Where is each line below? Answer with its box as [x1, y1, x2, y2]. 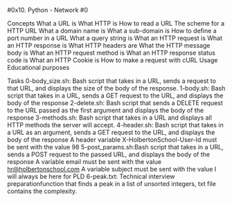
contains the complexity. [7, 187, 78, 195]
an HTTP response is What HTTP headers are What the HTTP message [7, 42, 211, 49]
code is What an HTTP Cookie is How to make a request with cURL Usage [7, 56, 218, 64]
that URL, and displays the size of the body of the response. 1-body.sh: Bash [7, 84, 226, 92]
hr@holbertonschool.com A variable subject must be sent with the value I [7, 165, 217, 173]
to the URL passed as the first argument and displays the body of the [7, 107, 204, 114]
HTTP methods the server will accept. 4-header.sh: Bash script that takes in [7, 121, 224, 129]
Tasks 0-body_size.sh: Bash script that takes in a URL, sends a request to [7, 77, 217, 85]
